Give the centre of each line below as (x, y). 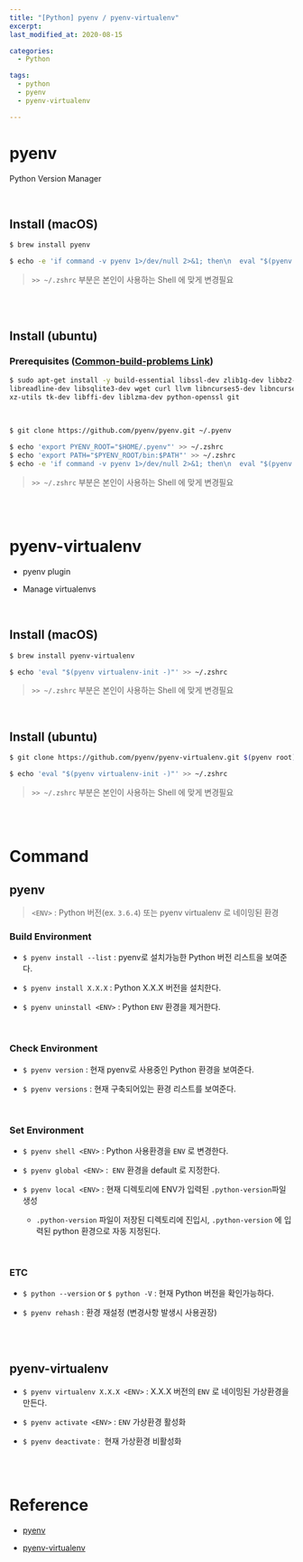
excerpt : (26, 26)
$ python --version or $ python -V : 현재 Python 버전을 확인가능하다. (148, 1294)
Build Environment (50, 936)
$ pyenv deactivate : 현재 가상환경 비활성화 (102, 1441)
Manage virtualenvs (59, 589)
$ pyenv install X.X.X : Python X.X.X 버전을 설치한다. (122, 988)
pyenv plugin (46, 571)
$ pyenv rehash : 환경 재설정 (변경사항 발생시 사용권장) (119, 1313)
